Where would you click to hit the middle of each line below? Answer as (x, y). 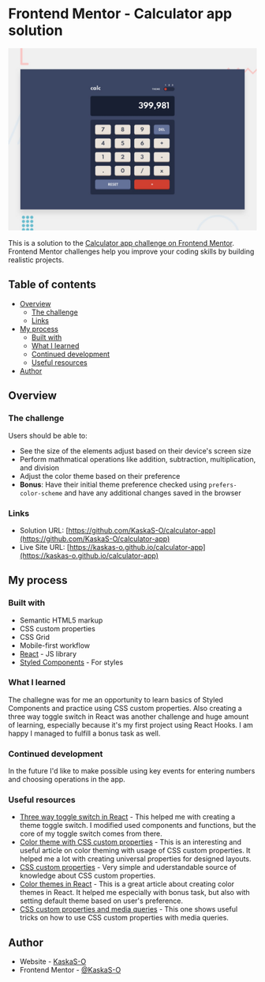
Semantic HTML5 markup (61, 620)
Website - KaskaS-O (53, 961)
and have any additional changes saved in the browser (153, 493)
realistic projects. (36, 260)
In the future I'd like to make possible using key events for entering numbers (132, 771)
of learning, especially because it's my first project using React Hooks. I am (131, 724)
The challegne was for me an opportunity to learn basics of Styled (116, 699)
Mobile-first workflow (55, 645)
